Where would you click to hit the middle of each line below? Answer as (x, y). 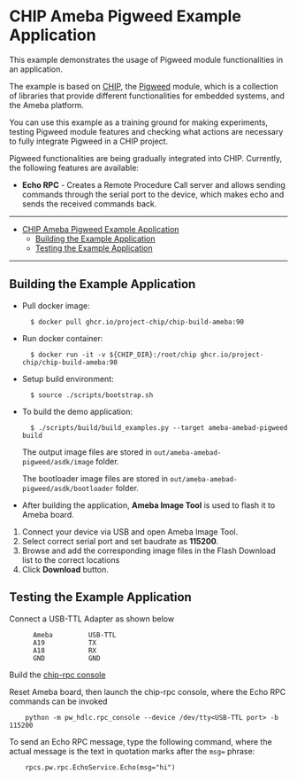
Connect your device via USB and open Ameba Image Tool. (130, 531)
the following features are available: (74, 168)
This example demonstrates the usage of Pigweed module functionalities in (146, 59)
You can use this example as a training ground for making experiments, (138, 122)
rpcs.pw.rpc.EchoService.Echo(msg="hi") (100, 767)
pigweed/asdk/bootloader (68, 488)
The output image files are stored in (87, 452)
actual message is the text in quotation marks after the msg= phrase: (132, 751)
